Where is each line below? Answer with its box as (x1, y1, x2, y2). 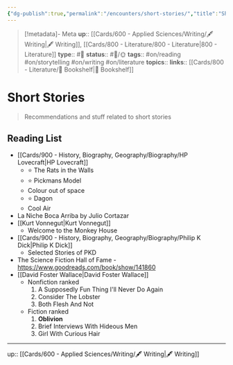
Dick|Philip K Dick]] (17, 241, 73, 250)
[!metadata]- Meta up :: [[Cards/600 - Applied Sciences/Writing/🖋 (24, 29, 214, 38)
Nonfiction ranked (27, 278, 80, 287)
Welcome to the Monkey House (27, 226, 118, 235)
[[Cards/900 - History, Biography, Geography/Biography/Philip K (17, 234, 201, 242)
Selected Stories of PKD (27, 248, 97, 257)
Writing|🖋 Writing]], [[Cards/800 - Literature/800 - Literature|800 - (24, 40, 218, 49)
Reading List (7, 133, 62, 144)
